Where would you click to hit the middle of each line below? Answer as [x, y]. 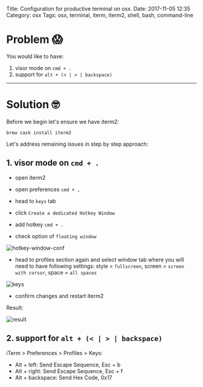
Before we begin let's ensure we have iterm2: [63, 122]
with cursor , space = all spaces [56, 272]
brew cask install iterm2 [39, 132]
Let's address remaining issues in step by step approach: [77, 144]
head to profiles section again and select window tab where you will [99, 259]
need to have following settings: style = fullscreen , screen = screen [99, 266]
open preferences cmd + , [47, 189]
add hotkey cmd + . [39, 224]
